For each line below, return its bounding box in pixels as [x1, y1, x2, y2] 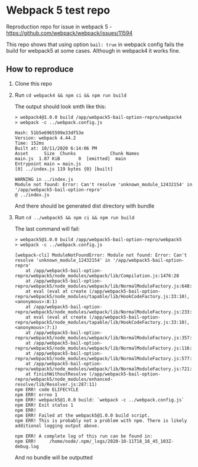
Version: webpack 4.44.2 [14, 135, 76, 141]
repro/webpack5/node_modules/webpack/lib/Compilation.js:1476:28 [14, 273, 179, 278]
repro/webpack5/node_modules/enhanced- [14, 376, 113, 382]
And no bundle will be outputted [14, 453, 93, 461]
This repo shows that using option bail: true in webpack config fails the [6, 41, 184, 48]
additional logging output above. [14, 423, 100, 429]
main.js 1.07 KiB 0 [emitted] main [14, 155, 126, 161]
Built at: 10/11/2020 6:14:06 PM [14, 145, 98, 151]
